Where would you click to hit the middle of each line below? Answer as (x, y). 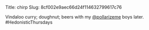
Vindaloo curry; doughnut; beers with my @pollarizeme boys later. (74, 17)
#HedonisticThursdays (29, 22)
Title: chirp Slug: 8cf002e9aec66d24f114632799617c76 (64, 7)
